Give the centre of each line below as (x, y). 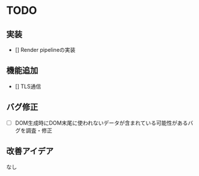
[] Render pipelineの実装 (45, 50)
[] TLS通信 (28, 86)
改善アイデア (30, 151)
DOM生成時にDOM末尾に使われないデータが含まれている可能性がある (101, 123)
